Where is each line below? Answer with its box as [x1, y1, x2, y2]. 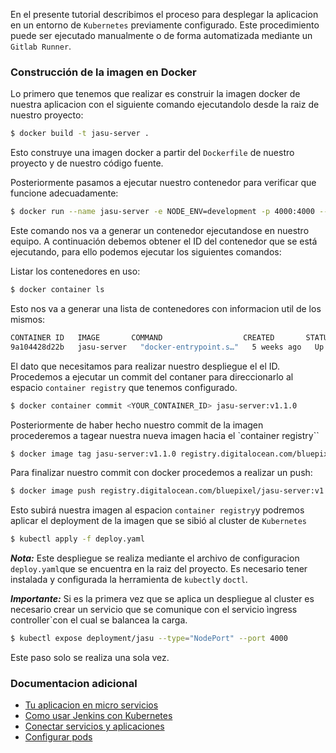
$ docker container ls [10, 285, 105, 295]
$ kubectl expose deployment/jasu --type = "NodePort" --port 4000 [10, 634, 288, 644]
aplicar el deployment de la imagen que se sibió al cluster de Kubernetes [10, 515, 307, 527]
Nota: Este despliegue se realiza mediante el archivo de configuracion [10, 552, 300, 564]
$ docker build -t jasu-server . [10, 129, 150, 139]
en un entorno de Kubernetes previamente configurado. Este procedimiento [10, 19, 320, 31]
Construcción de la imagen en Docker [10, 65, 197, 79]
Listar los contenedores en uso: [10, 265, 141, 278]
